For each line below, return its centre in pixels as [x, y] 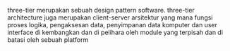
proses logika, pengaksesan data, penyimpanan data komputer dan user [112, 25]
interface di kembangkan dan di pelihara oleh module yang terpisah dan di [115, 32]
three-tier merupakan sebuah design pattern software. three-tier [101, 10]
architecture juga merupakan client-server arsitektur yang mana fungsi [110, 17]
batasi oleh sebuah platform [48, 40]
